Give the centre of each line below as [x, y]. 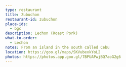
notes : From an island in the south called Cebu [57, 47]
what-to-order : [21, 38]
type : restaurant [24, 10]
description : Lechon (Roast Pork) [42, 33]
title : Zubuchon [22, 15]
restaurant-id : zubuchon [31, 19]
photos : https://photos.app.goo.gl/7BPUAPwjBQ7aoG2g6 [63, 57]
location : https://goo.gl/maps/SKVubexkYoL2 [53, 52]
